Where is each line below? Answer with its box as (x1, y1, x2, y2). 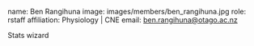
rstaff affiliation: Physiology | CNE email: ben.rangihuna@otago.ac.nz (7, 15, 238, 25)
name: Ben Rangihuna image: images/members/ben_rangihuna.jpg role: (7, 7, 247, 16)
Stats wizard (7, 31, 49, 40)
